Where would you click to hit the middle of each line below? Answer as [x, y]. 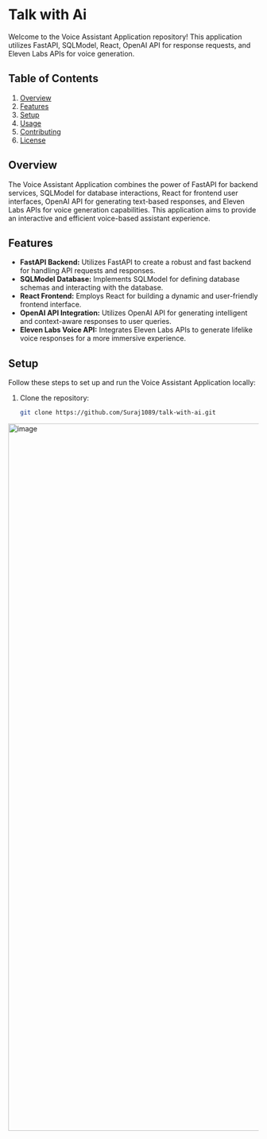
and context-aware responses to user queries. [96, 322]
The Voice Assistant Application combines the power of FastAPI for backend [133, 184]
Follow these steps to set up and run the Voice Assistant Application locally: [132, 383]
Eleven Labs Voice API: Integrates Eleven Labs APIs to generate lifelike [136, 330]
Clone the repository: [54, 398]
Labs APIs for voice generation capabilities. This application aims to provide [132, 209]
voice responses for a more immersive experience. [103, 338]
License [33, 140]
